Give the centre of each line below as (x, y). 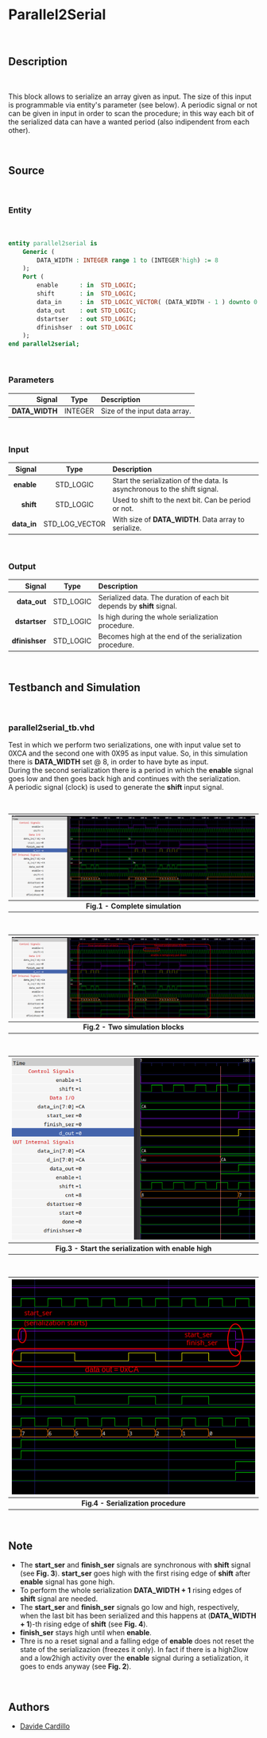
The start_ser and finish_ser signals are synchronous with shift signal (135, 1565)
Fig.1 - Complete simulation (133, 906)
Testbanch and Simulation (74, 687)
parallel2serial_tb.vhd (52, 728)
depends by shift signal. (137, 606)
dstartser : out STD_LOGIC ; (87, 319)
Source (27, 171)
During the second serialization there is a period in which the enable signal (131, 770)
